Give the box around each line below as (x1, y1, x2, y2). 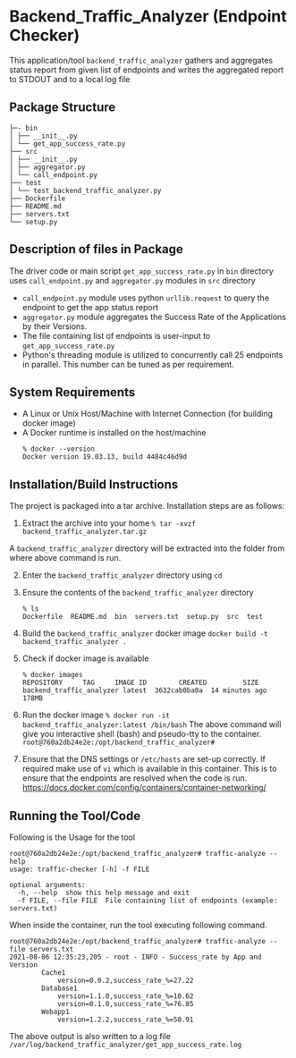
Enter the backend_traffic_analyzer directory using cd (21, 570, 223, 580)
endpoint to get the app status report (21, 301, 159, 312)
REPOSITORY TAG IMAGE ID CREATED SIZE (21, 678, 259, 688)
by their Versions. (21, 320, 88, 332)
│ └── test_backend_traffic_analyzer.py (9, 186, 163, 195)
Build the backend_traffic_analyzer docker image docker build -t (21, 628, 268, 639)
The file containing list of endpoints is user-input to (21, 330, 211, 341)
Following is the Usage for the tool (9, 832, 136, 842)
